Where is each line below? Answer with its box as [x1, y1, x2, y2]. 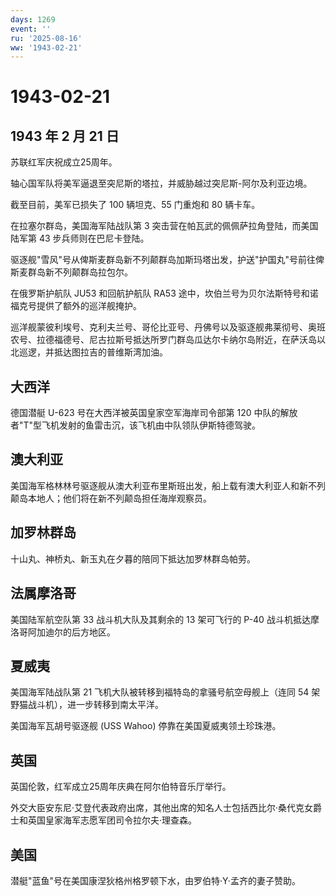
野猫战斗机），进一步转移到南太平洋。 [10, 699, 164, 711]
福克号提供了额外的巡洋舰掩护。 [10, 300, 142, 312]
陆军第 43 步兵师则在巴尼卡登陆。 [10, 232, 150, 245]
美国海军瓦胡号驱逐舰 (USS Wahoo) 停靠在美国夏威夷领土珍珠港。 [10, 720, 282, 732]
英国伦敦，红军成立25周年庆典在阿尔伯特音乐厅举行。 [10, 781, 232, 793]
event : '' [10, 24, 52, 34]
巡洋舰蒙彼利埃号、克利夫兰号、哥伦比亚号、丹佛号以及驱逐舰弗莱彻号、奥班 [10, 321, 326, 333]
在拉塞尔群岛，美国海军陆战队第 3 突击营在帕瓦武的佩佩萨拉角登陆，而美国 [10, 220, 319, 232]
